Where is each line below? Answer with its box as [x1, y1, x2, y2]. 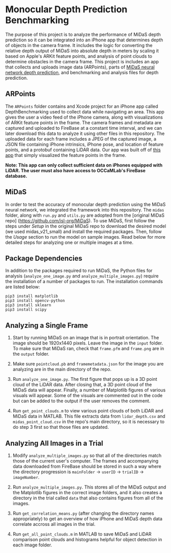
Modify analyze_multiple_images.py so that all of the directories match [12, 452, 162, 458]
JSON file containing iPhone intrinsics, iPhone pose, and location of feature [5, 141, 164, 147]
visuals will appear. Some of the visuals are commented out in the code [12, 393, 163, 399]
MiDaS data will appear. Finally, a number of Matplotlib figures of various [12, 387, 166, 393]
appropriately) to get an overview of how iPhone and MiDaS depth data [12, 516, 162, 522]
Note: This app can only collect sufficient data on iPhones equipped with [5, 162, 163, 168]
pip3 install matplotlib [5, 294, 58, 299]
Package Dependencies [5, 254, 83, 263]
